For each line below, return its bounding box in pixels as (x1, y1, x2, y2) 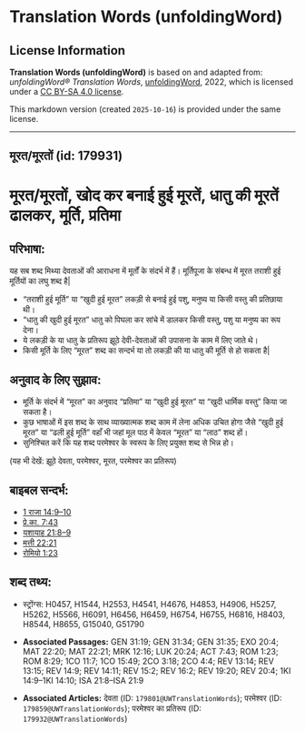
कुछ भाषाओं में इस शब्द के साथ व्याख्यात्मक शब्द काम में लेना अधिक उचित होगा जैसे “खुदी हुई (22, 417, 284, 428)
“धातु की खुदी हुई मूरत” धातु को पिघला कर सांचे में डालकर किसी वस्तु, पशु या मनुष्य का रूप (22, 314, 281, 325)
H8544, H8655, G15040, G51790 (22, 618, 145, 629)
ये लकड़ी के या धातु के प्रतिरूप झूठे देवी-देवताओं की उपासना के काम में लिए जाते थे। (22, 335, 259, 346)
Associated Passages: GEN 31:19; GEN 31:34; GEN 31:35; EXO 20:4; (22, 635, 279, 647)
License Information (9, 43, 125, 58)
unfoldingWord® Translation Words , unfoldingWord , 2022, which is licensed (9, 76, 293, 87)
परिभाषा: (9, 241, 45, 257)
